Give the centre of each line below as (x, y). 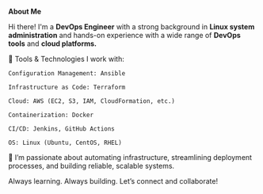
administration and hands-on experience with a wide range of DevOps (125, 35)
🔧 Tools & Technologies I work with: (66, 59)
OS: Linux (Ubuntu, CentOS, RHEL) (65, 143)
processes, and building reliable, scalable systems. (91, 166)
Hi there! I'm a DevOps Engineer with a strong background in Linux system (131, 27)
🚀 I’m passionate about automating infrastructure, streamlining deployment (130, 157)
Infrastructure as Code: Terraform (67, 87)
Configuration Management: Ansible (67, 74)
